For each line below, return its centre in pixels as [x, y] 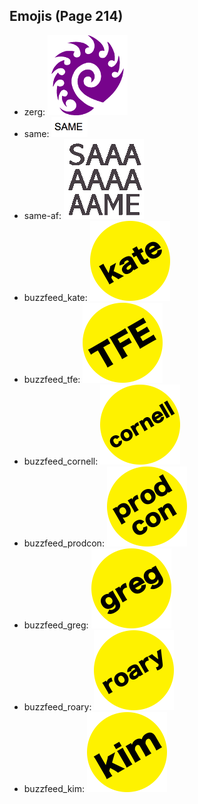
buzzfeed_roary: [57, 706]
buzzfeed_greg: [56, 625]
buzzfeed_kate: [55, 297]
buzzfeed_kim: [54, 788]
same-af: [42, 215]
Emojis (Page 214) [66, 16]
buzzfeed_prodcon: [64, 543]
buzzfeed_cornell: [61, 461]
